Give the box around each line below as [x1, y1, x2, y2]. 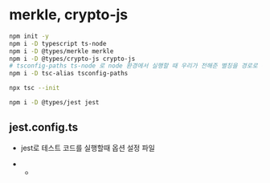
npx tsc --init [9, 84, 60, 92]
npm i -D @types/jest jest [9, 99, 100, 107]
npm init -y [9, 32, 49, 40]
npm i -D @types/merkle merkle [9, 47, 114, 55]
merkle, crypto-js [9, 6, 129, 24]
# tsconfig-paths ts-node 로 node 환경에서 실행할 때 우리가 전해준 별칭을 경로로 [9, 62, 258, 70]
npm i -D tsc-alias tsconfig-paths [9, 70, 129, 78]
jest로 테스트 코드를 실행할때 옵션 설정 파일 [20, 143, 155, 152]
